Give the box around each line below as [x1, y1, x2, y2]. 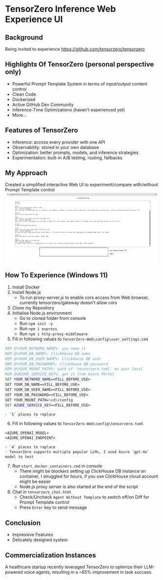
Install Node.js [12, 289, 41, 295]
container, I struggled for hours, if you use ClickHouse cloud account [19, 474, 159, 479]
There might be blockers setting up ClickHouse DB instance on [19, 468, 146, 474]
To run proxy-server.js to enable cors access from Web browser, [19, 294, 149, 300]
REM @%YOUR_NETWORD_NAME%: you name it [5, 346, 86, 351]
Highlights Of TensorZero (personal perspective [5, 60, 154, 69]
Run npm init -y [19, 320, 53, 326]
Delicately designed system [12, 537, 68, 543]
